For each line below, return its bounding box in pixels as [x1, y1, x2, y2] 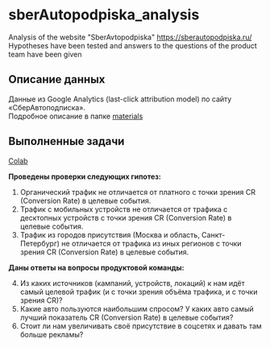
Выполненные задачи [8, 134, 125, 148]
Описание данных [8, 72, 106, 86]
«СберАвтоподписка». [8, 102, 86, 112]
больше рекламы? [19, 329, 84, 339]
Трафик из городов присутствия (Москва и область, [19, 229, 200, 239]
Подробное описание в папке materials [8, 111, 143, 121]
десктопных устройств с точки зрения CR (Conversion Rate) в [19, 213, 232, 222]
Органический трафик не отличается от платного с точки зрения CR [19, 187, 256, 196]
